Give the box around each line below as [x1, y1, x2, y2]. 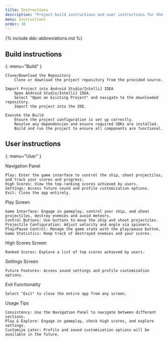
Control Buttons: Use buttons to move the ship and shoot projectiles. [5, 217, 158, 222]
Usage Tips [5, 300, 29, 306]
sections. [5, 314, 26, 319]
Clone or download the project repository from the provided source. [14, 78, 163, 83]
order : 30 [5, 21, 26, 27]
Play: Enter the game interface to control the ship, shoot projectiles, [5, 173, 163, 178]
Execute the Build [5, 113, 44, 118]
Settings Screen [5, 258, 39, 264]
